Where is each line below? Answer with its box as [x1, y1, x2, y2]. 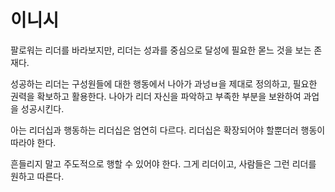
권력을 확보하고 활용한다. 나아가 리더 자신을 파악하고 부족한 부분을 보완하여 [10, 90, 302, 102]
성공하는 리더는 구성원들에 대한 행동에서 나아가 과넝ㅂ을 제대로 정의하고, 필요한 [10, 77, 318, 90]
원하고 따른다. [10, 170, 65, 182]
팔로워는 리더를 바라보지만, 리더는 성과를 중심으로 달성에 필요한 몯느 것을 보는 [10, 44, 312, 56]
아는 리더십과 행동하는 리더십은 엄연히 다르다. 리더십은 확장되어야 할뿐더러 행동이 [10, 124, 326, 136]
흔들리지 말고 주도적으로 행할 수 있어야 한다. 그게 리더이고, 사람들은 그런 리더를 [10, 157, 317, 170]
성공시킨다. [20, 102, 65, 115]
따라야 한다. [10, 136, 57, 148]
